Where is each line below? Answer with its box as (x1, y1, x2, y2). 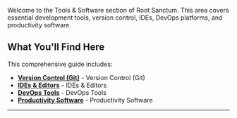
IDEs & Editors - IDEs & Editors (17, 81, 107, 89)
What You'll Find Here (7, 41, 105, 53)
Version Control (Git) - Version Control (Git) (17, 73, 146, 81)
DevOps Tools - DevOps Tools (17, 88, 107, 97)
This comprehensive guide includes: (7, 60, 113, 68)
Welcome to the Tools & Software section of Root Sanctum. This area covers (7, 6, 229, 14)
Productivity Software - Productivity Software (17, 96, 153, 104)
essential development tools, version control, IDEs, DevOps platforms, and (7, 13, 223, 22)
